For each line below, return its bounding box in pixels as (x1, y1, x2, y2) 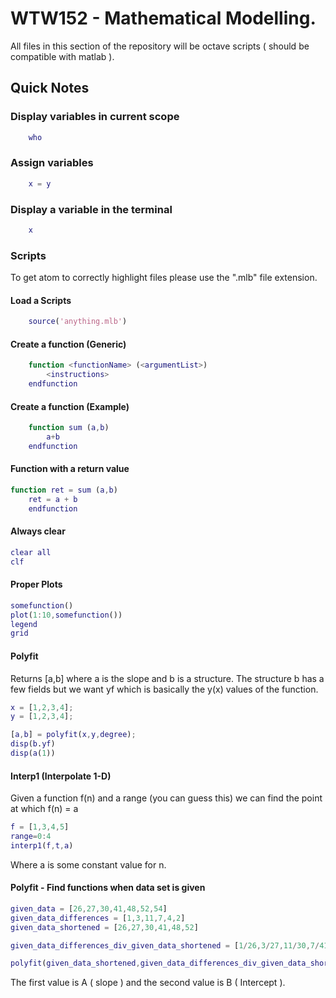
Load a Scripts (10, 294, 72, 306)
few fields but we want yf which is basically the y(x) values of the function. (10, 683, 319, 695)
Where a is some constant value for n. (10, 858, 167, 871)
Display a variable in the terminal (10, 202, 173, 216)
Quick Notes (10, 80, 90, 97)
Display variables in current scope (10, 110, 180, 124)
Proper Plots (10, 578, 63, 591)
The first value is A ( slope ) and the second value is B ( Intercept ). (10, 977, 286, 989)
